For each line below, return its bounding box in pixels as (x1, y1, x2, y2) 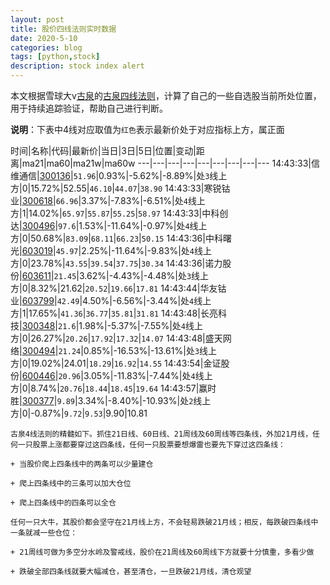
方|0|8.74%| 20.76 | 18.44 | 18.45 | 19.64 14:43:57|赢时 (10, 382, 217, 394)
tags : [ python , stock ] (10, 52, 101, 62)
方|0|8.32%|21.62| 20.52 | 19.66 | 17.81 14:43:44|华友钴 (10, 282, 227, 294)
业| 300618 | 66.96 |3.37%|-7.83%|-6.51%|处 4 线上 (10, 195, 206, 206)
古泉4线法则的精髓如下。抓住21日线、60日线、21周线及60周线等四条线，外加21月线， (10, 429, 313, 439)
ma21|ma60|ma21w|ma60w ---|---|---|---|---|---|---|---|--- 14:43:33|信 (21, 157, 320, 169)
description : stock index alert (10, 61, 145, 71)
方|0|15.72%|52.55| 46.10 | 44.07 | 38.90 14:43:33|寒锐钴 (10, 182, 231, 194)
